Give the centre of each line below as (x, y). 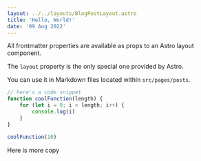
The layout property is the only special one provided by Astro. (95, 67)
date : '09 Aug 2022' (37, 26)
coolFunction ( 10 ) (32, 137)
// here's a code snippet (44, 93)
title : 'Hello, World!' (41, 20)
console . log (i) (54, 111)
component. (24, 53)
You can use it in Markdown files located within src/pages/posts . (99, 80)
